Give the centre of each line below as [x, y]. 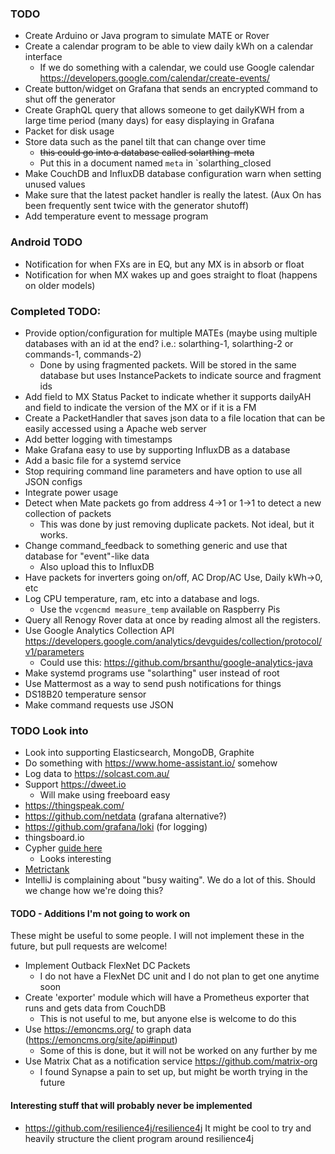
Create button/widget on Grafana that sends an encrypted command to [171, 89]
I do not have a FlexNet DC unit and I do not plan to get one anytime [179, 976]
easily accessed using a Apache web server [115, 428]
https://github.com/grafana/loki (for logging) [116, 827]
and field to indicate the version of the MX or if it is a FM [140, 407]
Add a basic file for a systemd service [103, 460]
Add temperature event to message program [116, 216]
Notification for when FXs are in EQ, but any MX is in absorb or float [164, 264]
